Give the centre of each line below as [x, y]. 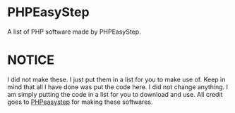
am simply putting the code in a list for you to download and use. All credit [115, 94]
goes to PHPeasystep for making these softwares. [80, 102]
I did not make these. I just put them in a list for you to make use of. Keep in [116, 79]
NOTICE [31, 60]
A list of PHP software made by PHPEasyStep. [74, 32]
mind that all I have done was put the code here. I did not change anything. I [117, 87]
